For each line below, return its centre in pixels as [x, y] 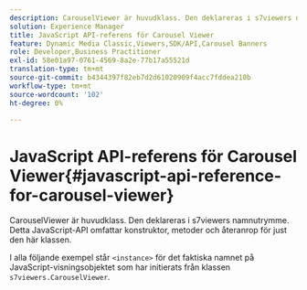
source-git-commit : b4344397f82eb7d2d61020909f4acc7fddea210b [130, 78]
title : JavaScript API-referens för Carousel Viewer [112, 35]
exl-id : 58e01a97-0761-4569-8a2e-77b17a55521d [100, 60]
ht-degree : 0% [37, 103]
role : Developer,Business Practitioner [85, 52]
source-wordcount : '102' [57, 94]
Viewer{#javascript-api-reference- [145, 176]
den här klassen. [41, 240]
